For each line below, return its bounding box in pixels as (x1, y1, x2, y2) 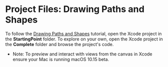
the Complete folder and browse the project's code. (5, 41, 114, 47)
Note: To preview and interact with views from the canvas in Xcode (12, 51, 153, 57)
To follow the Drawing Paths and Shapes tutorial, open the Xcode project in (5, 30, 162, 36)
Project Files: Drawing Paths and (5, 3, 145, 15)
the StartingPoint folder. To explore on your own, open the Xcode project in (5, 36, 163, 42)
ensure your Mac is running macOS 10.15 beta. (12, 56, 109, 62)
